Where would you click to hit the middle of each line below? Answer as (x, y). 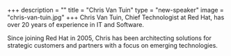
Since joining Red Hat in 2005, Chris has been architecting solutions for (110, 38)
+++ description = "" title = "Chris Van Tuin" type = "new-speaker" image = (115, 10)
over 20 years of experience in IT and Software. (76, 25)
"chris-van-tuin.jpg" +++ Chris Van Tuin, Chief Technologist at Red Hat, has (116, 17)
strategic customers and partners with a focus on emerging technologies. (112, 45)
